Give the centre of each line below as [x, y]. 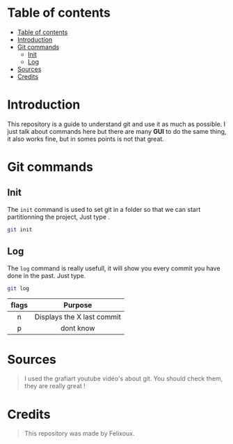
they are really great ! [55, 386]
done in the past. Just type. [47, 275]
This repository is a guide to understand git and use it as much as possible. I [116, 124]
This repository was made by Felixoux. [79, 434]
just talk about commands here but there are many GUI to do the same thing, [117, 131]
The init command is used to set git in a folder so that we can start [104, 209]
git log [18, 288]
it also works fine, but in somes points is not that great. [86, 139]
